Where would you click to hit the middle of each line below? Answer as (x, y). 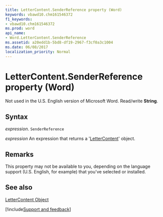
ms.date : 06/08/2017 (27, 47)
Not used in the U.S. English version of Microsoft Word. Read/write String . (82, 101)
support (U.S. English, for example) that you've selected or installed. (76, 172)
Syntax (17, 117)
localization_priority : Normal (38, 52)
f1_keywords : (19, 19)
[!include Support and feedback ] (38, 209)
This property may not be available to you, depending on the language (78, 166)
